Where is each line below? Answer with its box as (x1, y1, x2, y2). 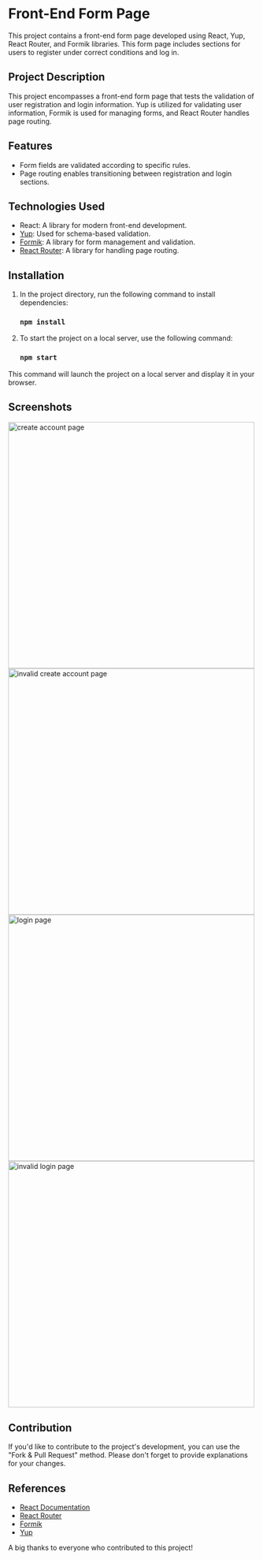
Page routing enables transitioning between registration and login (19, 169, 232, 178)
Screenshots (8, 400, 72, 414)
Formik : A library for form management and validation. (19, 237, 195, 247)
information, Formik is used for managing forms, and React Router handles (8, 108, 250, 117)
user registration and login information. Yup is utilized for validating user (8, 99, 243, 109)
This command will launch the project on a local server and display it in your (8, 369, 255, 378)
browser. (8, 378, 37, 387)
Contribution (8, 1420, 72, 1435)
